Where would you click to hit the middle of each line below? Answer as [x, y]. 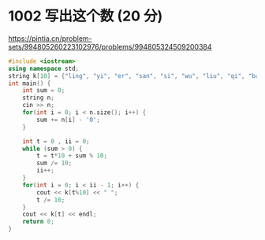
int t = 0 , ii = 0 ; [56, 141]
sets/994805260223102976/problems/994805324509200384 [110, 46]
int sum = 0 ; [44, 90]
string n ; [39, 98]
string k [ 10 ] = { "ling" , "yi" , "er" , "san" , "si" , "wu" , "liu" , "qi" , [127, 76]
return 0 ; [39, 222]
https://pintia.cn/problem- [50, 38]
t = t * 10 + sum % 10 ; [72, 156]
